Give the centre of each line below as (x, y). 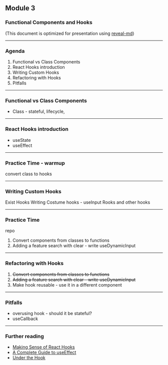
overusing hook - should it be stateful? (52, 314)
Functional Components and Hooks (49, 22)
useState (21, 140)
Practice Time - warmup (35, 163)
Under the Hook (29, 358)
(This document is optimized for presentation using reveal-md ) (70, 33)
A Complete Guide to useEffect (44, 353)
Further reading (24, 336)
